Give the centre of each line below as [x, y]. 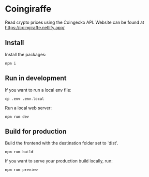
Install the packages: [26, 54]
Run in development [36, 78]
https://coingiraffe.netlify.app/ [35, 27]
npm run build [19, 152]
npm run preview [21, 170]
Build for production [36, 131]
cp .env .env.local [25, 99]
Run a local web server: [29, 108]
